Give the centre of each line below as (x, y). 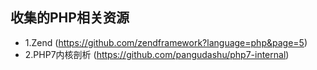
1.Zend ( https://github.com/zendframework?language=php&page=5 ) (166, 42)
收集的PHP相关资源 (70, 18)
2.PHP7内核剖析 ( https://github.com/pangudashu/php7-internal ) (157, 54)
